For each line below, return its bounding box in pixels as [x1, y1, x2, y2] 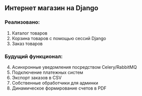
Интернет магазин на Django [4, 4, 99, 12]
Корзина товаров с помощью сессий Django [11, 35, 106, 41]
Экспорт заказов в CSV [11, 74, 62, 81]
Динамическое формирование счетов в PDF [11, 85, 107, 91]
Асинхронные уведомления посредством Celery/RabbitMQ [11, 64, 137, 70]
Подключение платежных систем [11, 69, 83, 75]
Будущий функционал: [4, 53, 63, 60]
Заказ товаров [11, 41, 43, 47]
